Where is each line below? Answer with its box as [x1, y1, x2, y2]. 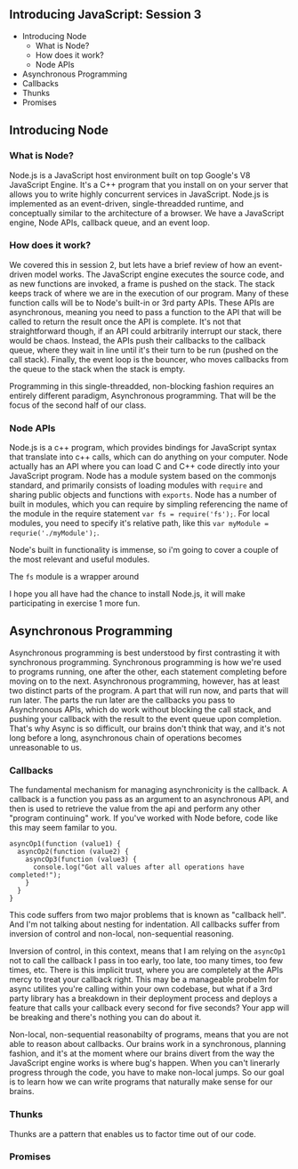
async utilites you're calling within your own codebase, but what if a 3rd [9, 984, 273, 994]
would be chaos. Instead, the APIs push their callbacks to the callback [9, 335, 266, 345]
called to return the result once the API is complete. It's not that [9, 316, 242, 327]
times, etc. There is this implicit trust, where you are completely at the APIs [9, 965, 284, 976]
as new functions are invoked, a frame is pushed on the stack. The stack [9, 278, 276, 288]
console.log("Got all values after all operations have [32, 863, 245, 872]
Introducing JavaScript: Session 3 [9, 7, 202, 22]
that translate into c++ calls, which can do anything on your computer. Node [9, 451, 289, 462]
